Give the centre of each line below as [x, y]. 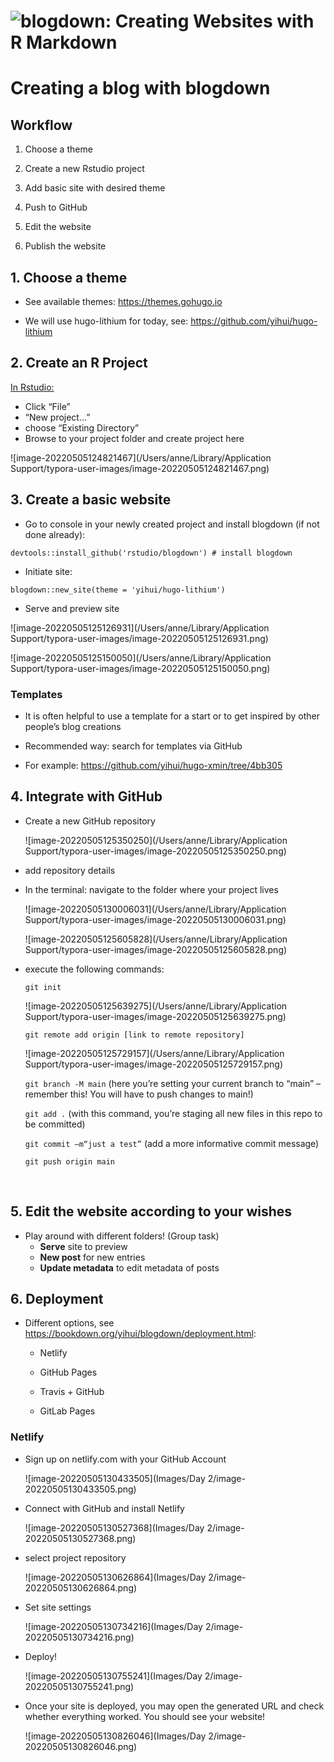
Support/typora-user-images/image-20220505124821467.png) [140, 468]
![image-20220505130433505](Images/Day [115, 1478]
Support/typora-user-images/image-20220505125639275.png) [155, 1016]
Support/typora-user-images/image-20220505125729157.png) [154, 1064]
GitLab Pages [67, 1411]
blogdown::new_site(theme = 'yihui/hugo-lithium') [118, 590]
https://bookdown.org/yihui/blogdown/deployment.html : [140, 1334]
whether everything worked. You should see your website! [145, 1716]
